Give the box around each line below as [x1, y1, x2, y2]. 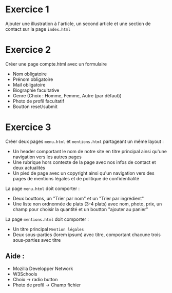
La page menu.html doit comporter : [5, 185, 80, 192]
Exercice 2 [5, 44, 51, 56]
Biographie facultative [12, 87, 60, 93]
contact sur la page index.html [5, 26, 71, 32]
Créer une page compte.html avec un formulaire [5, 60, 107, 67]
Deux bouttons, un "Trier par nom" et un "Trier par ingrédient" [12, 195, 144, 201]
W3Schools [12, 270, 37, 277]
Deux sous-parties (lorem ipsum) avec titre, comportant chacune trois [12, 232, 161, 238]
